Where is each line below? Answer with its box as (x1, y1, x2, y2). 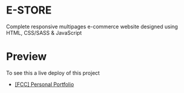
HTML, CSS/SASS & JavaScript (6, 29, 82, 36)
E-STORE (6, 4, 52, 17)
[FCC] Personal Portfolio (14, 81, 74, 88)
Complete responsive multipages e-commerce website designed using (6, 23, 178, 30)
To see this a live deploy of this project (6, 69, 100, 77)
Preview (6, 50, 47, 64)
